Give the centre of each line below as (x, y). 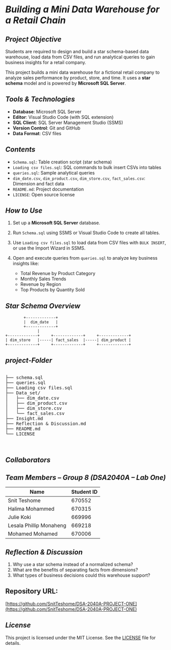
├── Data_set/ (23, 393)
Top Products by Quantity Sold (53, 290)
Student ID (84, 492)
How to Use (24, 211)
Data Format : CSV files (37, 133)
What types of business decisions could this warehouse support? (81, 575)
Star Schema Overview (43, 306)
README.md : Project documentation (48, 189)
